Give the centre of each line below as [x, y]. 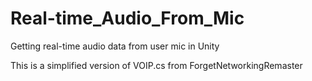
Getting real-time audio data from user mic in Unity [115, 46]
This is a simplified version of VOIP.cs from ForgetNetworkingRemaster [156, 65]
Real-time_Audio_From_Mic [127, 18]
